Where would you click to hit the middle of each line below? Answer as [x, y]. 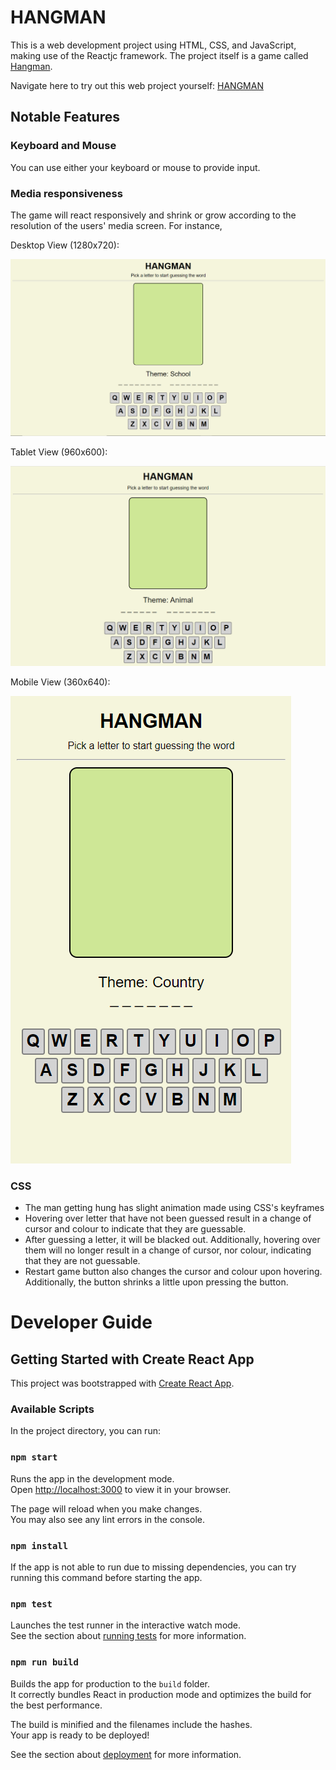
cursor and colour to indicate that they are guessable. [135, 1229]
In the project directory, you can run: [85, 1431]
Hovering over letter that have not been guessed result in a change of [168, 1218]
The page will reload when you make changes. [106, 1508]
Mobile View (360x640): [60, 682]
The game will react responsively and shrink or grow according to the [153, 215]
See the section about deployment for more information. [126, 1754]
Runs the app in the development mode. [92, 1478]
